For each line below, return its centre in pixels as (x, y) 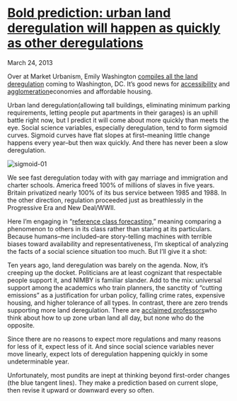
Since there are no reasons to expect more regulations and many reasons (114, 339)
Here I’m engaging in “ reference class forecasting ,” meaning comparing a (114, 221)
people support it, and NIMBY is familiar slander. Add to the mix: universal (115, 280)
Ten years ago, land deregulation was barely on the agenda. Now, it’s (108, 265)
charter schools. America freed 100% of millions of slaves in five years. (111, 185)
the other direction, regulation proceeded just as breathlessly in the (105, 200)
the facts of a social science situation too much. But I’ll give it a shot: (107, 251)
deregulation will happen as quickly (114, 28)
